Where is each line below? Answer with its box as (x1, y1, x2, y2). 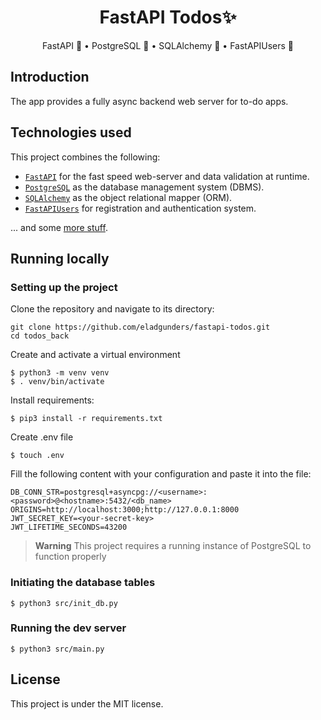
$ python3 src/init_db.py (10, 598, 118, 608)
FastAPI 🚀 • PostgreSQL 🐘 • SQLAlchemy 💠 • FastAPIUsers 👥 (41, 39, 295, 51)
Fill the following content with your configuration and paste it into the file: (10, 468, 312, 480)
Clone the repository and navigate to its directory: (10, 303, 215, 315)
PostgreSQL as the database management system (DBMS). (24, 181, 265, 193)
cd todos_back (10, 331, 70, 341)
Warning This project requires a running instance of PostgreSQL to (34, 540, 312, 552)
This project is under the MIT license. (10, 697, 164, 710)
